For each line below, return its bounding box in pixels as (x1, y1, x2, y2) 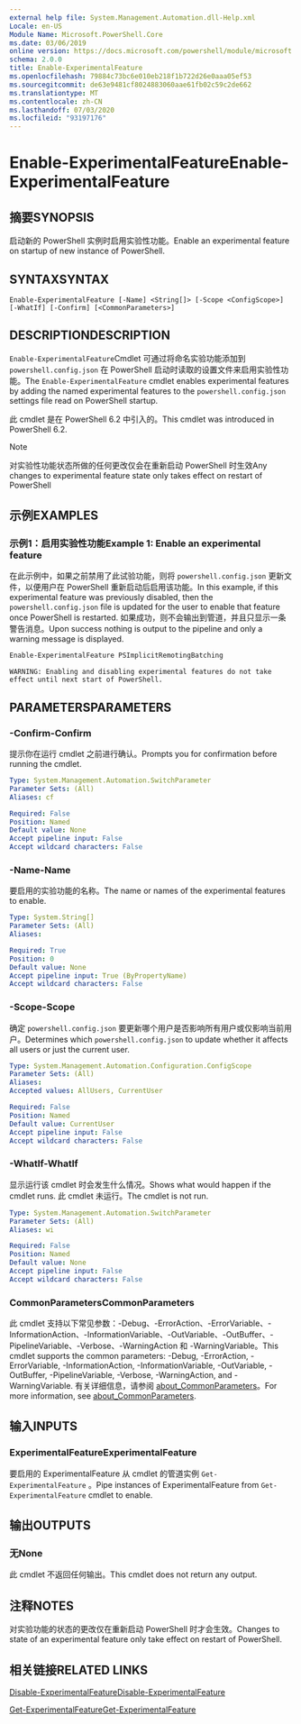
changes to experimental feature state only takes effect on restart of (9, 470, 263, 480)
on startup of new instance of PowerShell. (9, 245, 165, 257)
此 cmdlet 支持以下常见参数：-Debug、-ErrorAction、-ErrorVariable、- (9, 1318, 272, 1329)
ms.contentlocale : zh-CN (9, 96, 103, 106)
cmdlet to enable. (87, 1489, 153, 1501)
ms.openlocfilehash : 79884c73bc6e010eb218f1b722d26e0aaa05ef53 (9, 72, 252, 81)
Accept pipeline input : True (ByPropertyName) (9, 971, 187, 981)
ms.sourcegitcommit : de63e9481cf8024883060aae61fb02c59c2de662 (9, 80, 252, 89)
